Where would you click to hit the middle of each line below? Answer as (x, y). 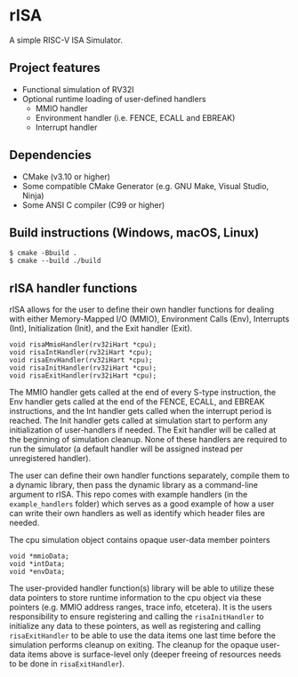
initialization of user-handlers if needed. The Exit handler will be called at (143, 430)
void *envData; (37, 572)
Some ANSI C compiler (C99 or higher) (93, 204)
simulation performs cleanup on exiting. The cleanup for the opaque (134, 645)
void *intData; (37, 564)
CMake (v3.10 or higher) (66, 176)
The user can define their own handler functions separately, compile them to (149, 475)
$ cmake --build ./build (55, 261)
